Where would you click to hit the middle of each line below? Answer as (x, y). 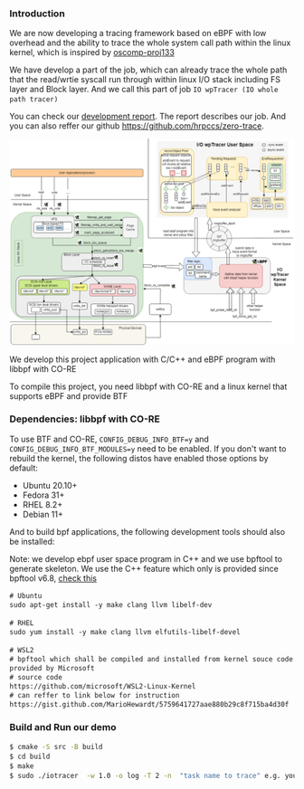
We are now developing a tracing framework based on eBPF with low (138, 33)
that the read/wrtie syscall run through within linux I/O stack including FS (145, 80)
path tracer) (34, 100)
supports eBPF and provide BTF (69, 395)
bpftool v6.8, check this (53, 578)
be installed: (32, 541)
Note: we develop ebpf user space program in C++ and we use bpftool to (146, 558)
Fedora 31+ (43, 495)
